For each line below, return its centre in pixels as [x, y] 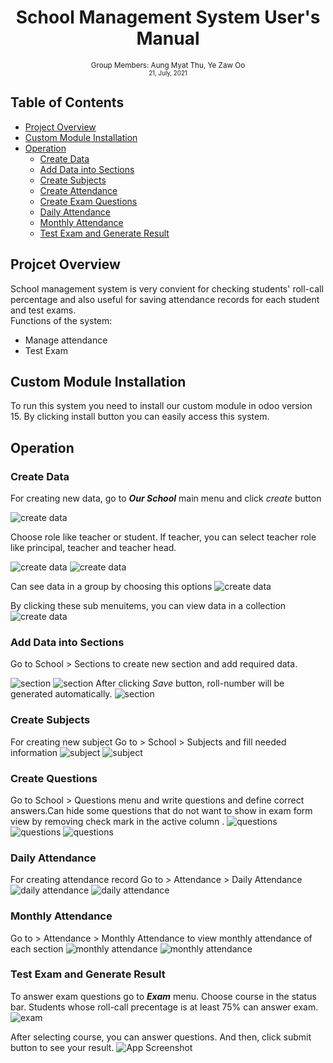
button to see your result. [62, 1047]
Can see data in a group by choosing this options [111, 587]
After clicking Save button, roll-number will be [190, 683]
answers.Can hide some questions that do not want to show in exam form [161, 810]
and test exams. [43, 310]
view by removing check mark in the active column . [117, 821]
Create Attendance [78, 190]
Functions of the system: [61, 320]
